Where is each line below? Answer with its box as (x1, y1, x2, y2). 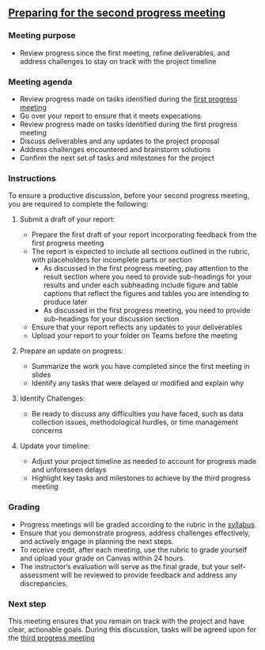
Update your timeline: (19, 441, 90, 450)
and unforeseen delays (31, 465, 107, 474)
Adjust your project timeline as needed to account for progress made (31, 457, 257, 466)
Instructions (8, 173, 57, 184)
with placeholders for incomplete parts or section (31, 255, 192, 264)
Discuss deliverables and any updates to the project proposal (19, 136, 220, 146)
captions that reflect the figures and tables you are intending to (43, 289, 249, 298)
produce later (43, 297, 88, 307)
